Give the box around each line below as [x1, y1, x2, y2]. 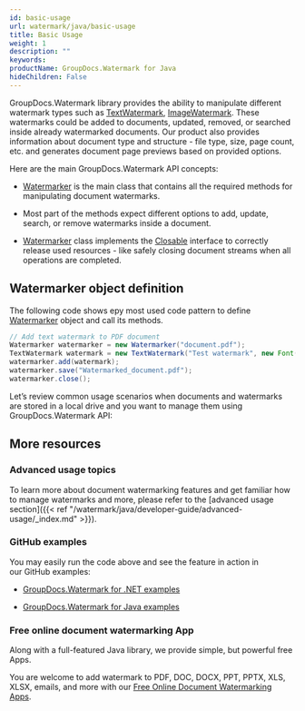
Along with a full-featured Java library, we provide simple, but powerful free [9, 645, 293, 656]
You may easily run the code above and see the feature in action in [9, 556, 259, 568]
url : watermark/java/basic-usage [9, 22, 136, 31]
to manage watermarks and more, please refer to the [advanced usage [9, 494, 274, 505]
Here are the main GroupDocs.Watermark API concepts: [9, 163, 219, 173]
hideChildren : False [9, 73, 88, 82]
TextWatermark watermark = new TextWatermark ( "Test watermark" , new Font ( [9, 349, 299, 359]
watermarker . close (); [9, 374, 92, 383]
